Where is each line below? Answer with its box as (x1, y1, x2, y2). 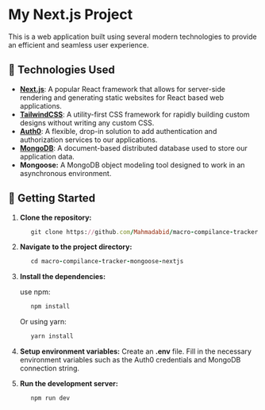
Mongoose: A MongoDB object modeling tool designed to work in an (19, 160, 245, 170)
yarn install (30, 332, 74, 340)
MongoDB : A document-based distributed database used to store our (19, 143, 248, 152)
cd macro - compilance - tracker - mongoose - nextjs (30, 258, 184, 266)
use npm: (19, 287, 51, 297)
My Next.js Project (8, 6, 133, 24)
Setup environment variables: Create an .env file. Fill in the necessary (19, 347, 252, 356)
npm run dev (30, 394, 71, 402)
